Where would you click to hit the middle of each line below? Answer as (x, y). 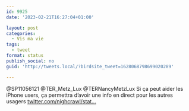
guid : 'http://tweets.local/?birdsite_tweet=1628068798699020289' (90, 66)
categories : (21, 33)
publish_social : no (30, 61)
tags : (13, 45)
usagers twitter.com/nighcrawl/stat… (51, 101)
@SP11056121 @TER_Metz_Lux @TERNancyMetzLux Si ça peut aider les (95, 88)
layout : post (22, 28)
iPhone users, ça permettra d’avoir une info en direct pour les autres (90, 95)
